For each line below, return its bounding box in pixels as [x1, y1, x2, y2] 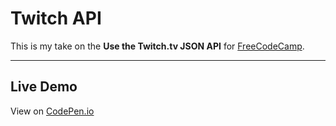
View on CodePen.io [10, 105, 95, 117]
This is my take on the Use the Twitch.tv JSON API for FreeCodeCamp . [10, 40, 305, 52]
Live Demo [10, 78, 78, 96]
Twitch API [10, 7, 102, 30]
